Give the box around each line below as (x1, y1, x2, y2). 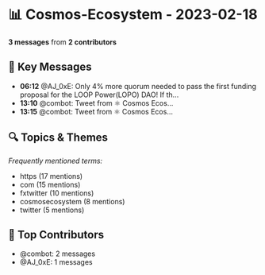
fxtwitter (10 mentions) (19, 188, 94, 198)
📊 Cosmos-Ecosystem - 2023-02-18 (8, 6, 258, 24)
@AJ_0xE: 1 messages (19, 258, 93, 267)
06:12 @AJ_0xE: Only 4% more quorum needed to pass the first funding (19, 81, 256, 91)
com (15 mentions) (19, 180, 81, 189)
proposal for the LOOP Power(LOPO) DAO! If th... (19, 90, 179, 99)
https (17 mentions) (19, 171, 83, 180)
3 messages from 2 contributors (8, 37, 117, 47)
